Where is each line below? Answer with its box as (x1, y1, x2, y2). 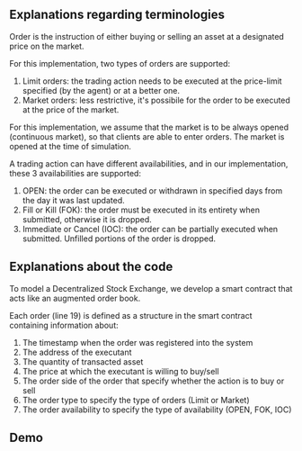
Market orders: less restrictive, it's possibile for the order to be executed (22, 95, 290, 105)
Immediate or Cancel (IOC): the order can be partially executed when (22, 223, 279, 234)
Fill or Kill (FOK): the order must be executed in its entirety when (22, 204, 261, 215)
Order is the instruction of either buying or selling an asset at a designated (9, 31, 285, 41)
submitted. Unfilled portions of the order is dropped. (22, 233, 217, 244)
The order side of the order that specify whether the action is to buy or (22, 375, 285, 386)
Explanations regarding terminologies (9, 7, 225, 23)
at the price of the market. (22, 104, 120, 115)
